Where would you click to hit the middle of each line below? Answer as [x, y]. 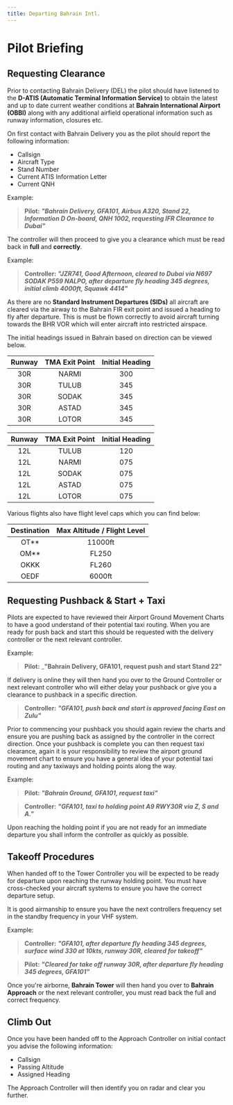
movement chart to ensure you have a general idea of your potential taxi [110, 758]
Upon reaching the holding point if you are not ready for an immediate [107, 827]
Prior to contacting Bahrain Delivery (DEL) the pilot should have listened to [113, 90]
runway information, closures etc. [55, 120]
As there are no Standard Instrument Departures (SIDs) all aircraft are [108, 302]
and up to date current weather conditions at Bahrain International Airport [114, 105]
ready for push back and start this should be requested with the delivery [110, 632]
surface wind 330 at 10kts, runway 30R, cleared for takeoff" [113, 951]
